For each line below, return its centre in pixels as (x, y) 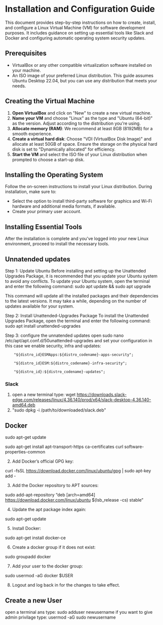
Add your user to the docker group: (47, 566)
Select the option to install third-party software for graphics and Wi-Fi (82, 201)
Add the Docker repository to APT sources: (55, 486)
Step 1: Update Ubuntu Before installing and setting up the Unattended (75, 271)
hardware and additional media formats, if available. (64, 206)
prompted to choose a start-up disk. (48, 159)
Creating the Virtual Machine (50, 101)
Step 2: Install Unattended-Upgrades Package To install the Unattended (77, 316)
